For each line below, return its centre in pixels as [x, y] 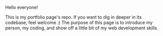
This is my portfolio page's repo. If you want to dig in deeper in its [74, 17]
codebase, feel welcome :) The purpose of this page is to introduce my [79, 23]
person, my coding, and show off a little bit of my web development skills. [82, 28]
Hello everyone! [22, 7]
